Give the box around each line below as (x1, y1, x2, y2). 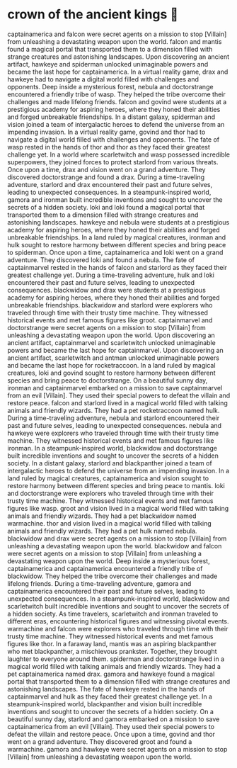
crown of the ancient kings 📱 (7, 6, 179, 23)
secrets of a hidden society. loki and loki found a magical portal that (7, 203, 205, 211)
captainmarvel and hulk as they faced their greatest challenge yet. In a (7, 692, 212, 701)
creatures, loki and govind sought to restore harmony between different (7, 368, 216, 377)
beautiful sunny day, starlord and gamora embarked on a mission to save (7, 715, 220, 723)
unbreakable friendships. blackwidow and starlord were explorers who (7, 300, 214, 309)
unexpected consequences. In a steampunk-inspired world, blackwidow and (7, 594, 230, 603)
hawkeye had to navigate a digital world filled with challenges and (7, 74, 200, 84)
